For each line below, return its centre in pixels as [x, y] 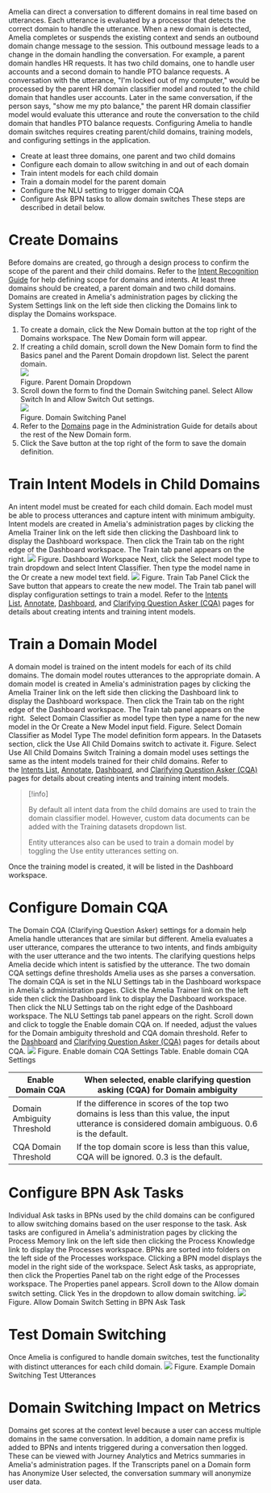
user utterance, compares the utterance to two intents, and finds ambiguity [133, 947]
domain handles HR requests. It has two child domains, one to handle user [132, 63]
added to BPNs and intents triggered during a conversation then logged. [128, 1447]
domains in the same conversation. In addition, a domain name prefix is [127, 1438]
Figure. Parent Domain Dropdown [75, 382]
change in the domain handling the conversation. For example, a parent [127, 55]
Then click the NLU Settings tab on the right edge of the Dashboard [121, 1007]
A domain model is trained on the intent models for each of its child [120, 666]
